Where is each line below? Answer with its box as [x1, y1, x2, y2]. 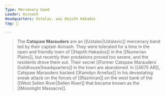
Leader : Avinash [5, 12, 38, 17]
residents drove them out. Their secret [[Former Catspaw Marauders [17, 59, 157, 65]
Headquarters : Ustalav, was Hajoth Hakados [5, 16, 96, 21]
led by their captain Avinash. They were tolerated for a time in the [17, 44, 150, 49]
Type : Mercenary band [5, 7, 50, 12]
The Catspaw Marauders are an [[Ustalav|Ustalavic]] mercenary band [17, 39, 161, 45]
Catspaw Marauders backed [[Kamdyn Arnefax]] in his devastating [17, 70, 153, 76]
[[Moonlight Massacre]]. [17, 85, 66, 91]
